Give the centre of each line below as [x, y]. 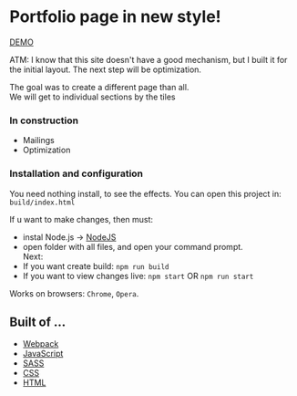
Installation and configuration [77, 173]
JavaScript [43, 354]
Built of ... [38, 322]
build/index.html [42, 203]
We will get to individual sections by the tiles [92, 97]
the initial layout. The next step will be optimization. [106, 69]
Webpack [41, 344]
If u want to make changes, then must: [81, 219]
